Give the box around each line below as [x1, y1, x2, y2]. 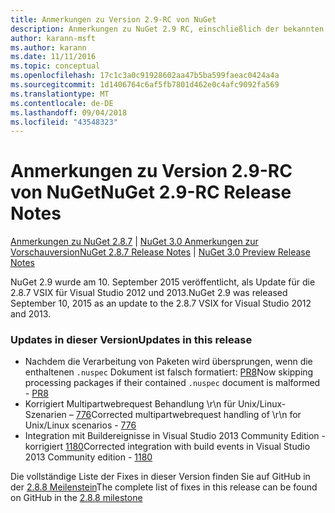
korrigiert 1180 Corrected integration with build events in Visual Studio [24, 441, 311, 453]
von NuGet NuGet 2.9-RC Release [10, 181, 292, 204]
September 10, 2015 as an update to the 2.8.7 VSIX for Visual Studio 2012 [10, 297, 312, 310]
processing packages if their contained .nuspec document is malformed [24, 377, 321, 389]
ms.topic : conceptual [10, 61, 101, 71]
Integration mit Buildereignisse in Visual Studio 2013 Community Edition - [24, 430, 327, 442]
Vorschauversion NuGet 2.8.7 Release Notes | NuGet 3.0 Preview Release [10, 246, 311, 258]
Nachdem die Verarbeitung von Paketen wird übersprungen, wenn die [24, 356, 313, 368]
